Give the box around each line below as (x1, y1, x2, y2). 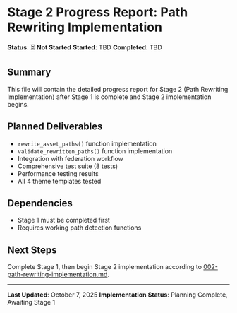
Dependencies (7, 197, 73, 209)
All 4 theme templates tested (17, 177, 102, 185)
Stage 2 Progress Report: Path (7, 4, 188, 20)
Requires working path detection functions (17, 223, 142, 232)
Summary (7, 66, 51, 78)
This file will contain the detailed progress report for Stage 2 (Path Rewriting (7, 85, 229, 93)
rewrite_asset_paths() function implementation (17, 139, 157, 148)
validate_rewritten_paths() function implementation (17, 146, 173, 155)
